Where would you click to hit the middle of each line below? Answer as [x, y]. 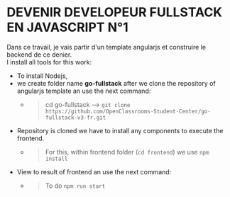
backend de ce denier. [39, 55]
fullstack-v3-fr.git [76, 118]
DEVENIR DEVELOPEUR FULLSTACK [115, 12]
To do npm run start [75, 186]
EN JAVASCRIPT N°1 [67, 27]
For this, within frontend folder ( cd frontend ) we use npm [127, 152]
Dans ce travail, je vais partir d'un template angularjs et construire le [106, 47]
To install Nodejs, [42, 76]
